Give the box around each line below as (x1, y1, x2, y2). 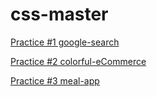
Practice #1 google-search (10, 36, 120, 48)
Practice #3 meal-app (10, 74, 100, 87)
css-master (10, 3, 109, 26)
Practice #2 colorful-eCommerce (10, 55, 147, 67)
